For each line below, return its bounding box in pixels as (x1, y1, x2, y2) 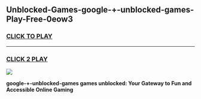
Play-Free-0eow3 (6, 14, 74, 25)
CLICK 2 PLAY (6, 55, 48, 63)
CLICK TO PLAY (6, 32, 53, 41)
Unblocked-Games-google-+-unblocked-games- (6, 5, 194, 15)
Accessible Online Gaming (6, 86, 74, 93)
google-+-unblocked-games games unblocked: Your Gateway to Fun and (6, 79, 192, 86)
